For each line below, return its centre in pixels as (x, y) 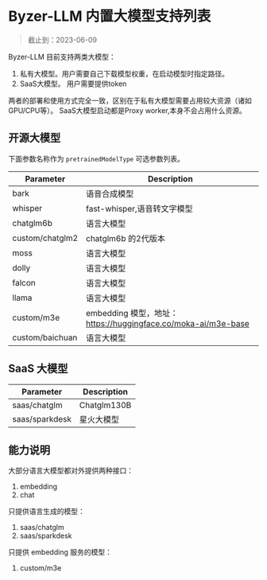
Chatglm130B (105, 405)
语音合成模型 (110, 193)
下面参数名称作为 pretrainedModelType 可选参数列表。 (96, 158)
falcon (24, 282)
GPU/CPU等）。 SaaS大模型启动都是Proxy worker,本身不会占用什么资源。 (127, 110)
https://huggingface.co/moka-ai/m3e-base (168, 323)
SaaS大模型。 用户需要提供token (73, 84)
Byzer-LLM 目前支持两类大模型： (62, 56)
